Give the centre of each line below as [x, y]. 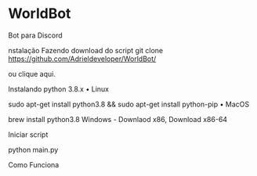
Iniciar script [28, 135]
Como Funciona [34, 164]
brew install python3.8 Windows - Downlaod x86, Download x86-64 [118, 119]
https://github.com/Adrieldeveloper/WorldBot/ [82, 59]
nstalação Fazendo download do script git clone [86, 50]
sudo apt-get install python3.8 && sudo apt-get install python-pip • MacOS [128, 104]
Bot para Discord [35, 35]
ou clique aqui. [32, 74]
